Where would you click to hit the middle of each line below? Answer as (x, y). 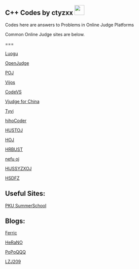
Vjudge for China (22, 101)
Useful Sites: (25, 194)
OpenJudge (17, 63)
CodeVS (14, 91)
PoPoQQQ (16, 252)
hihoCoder (16, 120)
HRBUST (14, 149)
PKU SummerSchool (26, 205)
